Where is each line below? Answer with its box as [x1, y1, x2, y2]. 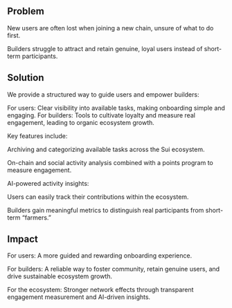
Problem [7, 6, 45, 17]
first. [7, 31, 21, 39]
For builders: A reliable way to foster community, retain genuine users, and [7, 265, 220, 273]
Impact [7, 233, 38, 245]
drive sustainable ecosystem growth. [7, 272, 113, 280]
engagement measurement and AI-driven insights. [7, 293, 151, 301]
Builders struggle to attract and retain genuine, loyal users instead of [7, 44, 203, 52]
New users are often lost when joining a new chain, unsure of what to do [7, 23, 214, 32]
